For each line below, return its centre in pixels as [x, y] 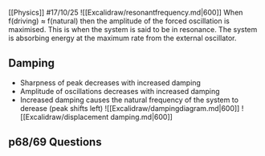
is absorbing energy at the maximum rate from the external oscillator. [122, 38]
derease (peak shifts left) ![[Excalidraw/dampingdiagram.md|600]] [130, 108]
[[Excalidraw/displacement [64, 117]
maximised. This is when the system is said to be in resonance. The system [133, 29]
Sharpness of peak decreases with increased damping [110, 82]
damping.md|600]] [141, 117]
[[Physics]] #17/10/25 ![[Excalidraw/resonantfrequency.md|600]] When [126, 12]
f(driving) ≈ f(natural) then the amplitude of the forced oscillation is [119, 21]
